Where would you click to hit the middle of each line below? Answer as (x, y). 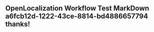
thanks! (18, 24)
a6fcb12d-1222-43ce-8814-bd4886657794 (77, 17)
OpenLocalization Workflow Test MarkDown (77, 8)
